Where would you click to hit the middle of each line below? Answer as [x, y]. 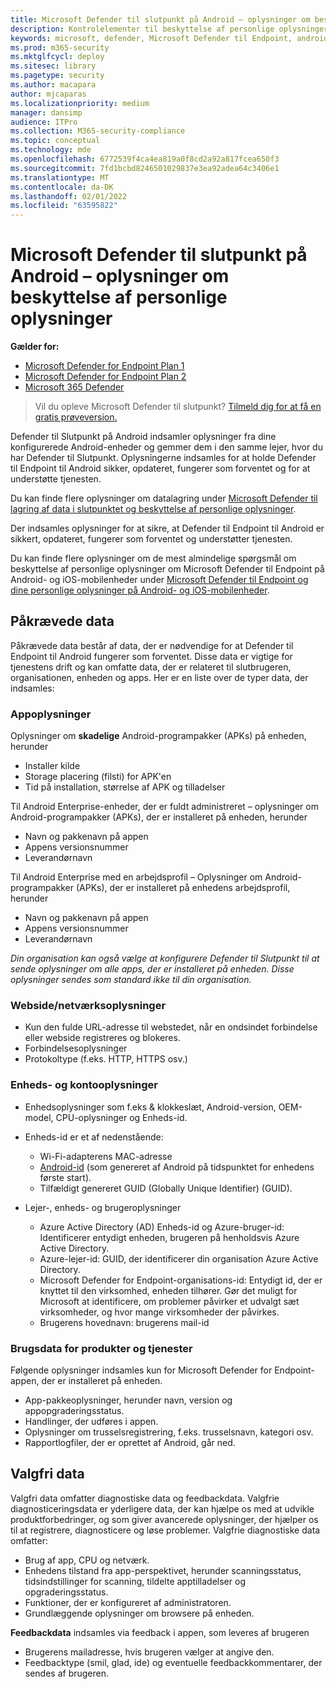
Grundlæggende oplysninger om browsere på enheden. [139, 1613]
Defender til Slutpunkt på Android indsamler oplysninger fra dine [143, 437]
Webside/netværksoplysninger [88, 1006]
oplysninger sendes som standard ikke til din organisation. [131, 980]
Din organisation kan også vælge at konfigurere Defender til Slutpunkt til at [165, 958]
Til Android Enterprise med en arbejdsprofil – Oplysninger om [136, 877]
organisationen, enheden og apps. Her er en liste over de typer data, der [159, 677]
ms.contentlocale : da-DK [62, 187]
